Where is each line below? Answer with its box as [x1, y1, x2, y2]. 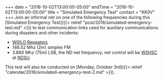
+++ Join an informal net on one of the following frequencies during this [5, 15, 150, 20]
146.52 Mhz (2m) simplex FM [12, 45, 71, 50]
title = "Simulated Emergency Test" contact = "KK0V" [47, 9, 155, 15]
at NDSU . [12, 55, 31, 60]
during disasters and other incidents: [5, 30, 79, 35]
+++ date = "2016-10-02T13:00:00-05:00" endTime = [5, 4, 114, 10]
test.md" [5, 25, 22, 31]
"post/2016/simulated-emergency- [82, 19, 153, 25]
